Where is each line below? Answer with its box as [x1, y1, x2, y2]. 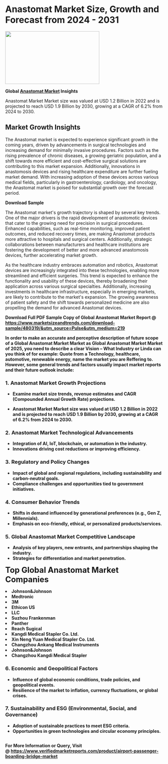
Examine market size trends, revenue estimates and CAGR [12, 391, 136, 397]
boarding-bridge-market [5, 753, 58, 759]
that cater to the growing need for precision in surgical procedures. [5, 220, 144, 226]
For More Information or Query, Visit [5, 743, 82, 749]
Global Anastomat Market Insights [5, 88, 78, 94]
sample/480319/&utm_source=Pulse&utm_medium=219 [5, 325, 125, 331]
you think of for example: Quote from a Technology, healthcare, [5, 351, 140, 357]
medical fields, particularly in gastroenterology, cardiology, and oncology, [5, 179, 157, 185]
